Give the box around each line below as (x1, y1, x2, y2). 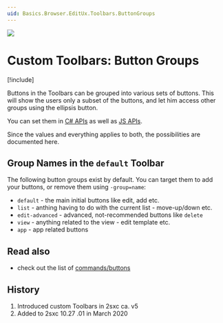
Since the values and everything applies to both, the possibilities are (7, 130, 201, 138)
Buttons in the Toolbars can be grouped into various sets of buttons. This (7, 89, 215, 97)
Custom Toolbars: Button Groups (7, 52, 200, 68)
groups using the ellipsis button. (7, 103, 98, 112)
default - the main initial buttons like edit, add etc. (17, 196, 160, 205)
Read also (7, 245, 50, 257)
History (7, 284, 40, 295)
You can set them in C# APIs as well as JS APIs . (7, 116, 143, 125)
